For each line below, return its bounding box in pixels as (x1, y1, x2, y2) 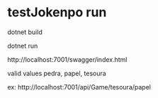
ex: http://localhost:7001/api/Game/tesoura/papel (7, 82, 151, 91)
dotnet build (7, 28, 43, 36)
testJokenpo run (7, 4, 107, 21)
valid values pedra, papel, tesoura (7, 69, 106, 77)
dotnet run (7, 41, 38, 50)
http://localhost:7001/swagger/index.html (7, 55, 128, 64)
